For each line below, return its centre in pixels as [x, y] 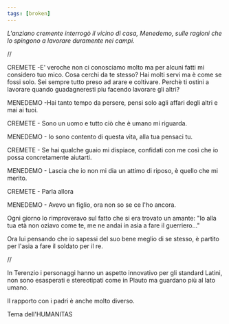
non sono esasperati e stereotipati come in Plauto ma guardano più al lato [111, 280]
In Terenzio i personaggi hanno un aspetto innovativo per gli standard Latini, [115, 272]
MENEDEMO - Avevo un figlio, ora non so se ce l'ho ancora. [92, 205]
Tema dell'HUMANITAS [40, 314]
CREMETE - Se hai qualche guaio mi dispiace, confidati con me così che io [113, 150]
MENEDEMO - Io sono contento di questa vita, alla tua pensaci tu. [100, 136]
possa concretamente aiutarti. [50, 157]
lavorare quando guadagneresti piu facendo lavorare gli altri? [94, 89]
